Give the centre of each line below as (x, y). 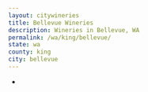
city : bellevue (33, 60)
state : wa (25, 45)
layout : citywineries (44, 15)
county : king (30, 52)
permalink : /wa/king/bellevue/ (60, 37)
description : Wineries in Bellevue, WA (74, 30)
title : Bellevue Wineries (51, 23)
